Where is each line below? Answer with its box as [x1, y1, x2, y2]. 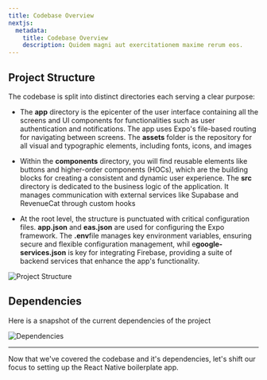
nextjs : [8, 19, 34, 27]
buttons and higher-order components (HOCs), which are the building [19, 165, 249, 174]
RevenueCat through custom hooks [19, 198, 136, 207]
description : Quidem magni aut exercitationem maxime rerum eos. [22, 41, 244, 49]
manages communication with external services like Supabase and [19, 190, 239, 200]
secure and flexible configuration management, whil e [19, 239, 196, 249]
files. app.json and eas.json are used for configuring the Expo [19, 222, 225, 231]
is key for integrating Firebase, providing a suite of [68, 247, 233, 257]
